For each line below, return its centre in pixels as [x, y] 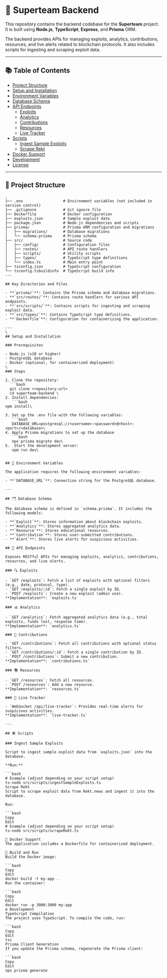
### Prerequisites [24, 345]
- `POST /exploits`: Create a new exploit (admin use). [64, 594]
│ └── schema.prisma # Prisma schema [51, 236]
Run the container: [25, 883]
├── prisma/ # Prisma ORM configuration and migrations [80, 227]
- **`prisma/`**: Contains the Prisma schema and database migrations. [81, 293]
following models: [24, 513]
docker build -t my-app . [32, 879]
